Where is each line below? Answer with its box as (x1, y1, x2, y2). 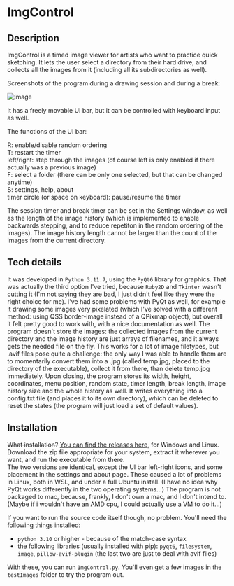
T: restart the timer (7, 148, 61, 156)
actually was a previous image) (7, 163, 96, 172)
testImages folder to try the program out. (7, 570, 124, 578)
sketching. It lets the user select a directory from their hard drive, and (7, 58, 207, 67)
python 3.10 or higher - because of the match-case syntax (17, 534, 187, 543)
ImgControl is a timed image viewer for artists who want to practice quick (7, 50, 218, 59)
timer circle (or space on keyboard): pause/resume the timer (7, 193, 181, 201)
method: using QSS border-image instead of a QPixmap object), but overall (7, 312, 223, 321)
